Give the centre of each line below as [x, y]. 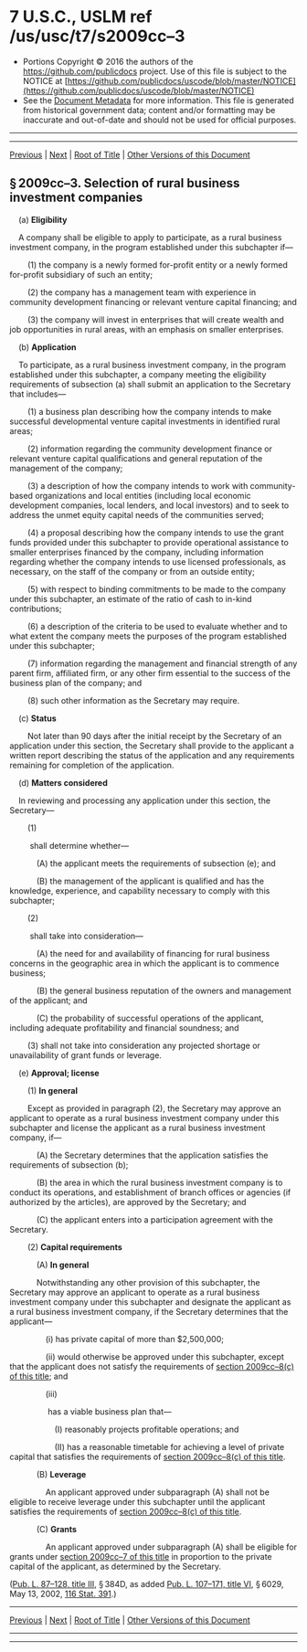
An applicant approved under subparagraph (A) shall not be [157, 1492]
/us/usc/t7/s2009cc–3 [97, 36]
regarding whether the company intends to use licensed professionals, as [148, 561]
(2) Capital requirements [75, 1247]
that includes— [38, 394]
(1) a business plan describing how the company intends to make [149, 411]
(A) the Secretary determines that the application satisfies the [152, 1155]
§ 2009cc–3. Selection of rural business [125, 183]
